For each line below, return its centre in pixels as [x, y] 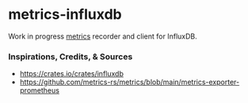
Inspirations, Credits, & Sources [71, 57]
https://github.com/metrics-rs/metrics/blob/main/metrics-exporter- [130, 82]
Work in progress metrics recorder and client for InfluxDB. [103, 36]
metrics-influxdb [65, 15]
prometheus [39, 90]
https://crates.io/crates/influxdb [72, 74]
